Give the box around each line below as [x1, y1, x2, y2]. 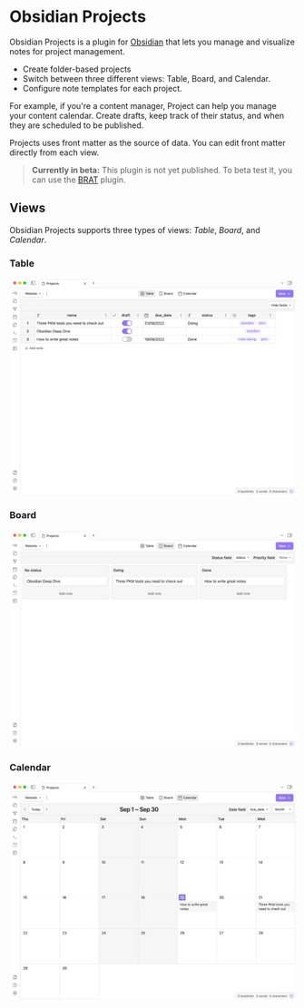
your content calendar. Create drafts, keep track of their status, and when [9, 110, 284, 121]
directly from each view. [9, 147, 100, 158]
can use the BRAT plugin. [31, 174, 126, 185]
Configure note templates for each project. [22, 83, 183, 93]
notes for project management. [9, 45, 125, 56]
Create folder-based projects [22, 64, 132, 74]
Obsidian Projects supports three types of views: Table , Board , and [9, 224, 260, 235]
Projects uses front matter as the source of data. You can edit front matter [9, 137, 286, 148]
